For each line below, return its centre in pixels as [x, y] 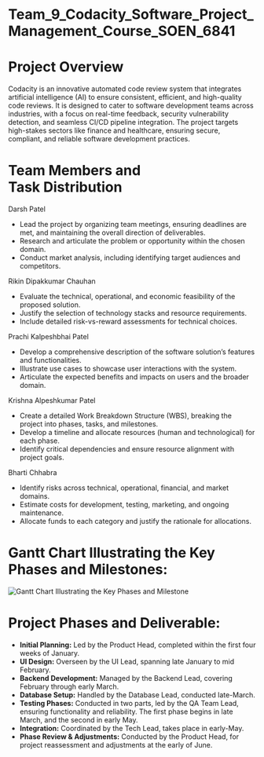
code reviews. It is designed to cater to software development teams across [131, 106]
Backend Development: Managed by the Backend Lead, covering [126, 678]
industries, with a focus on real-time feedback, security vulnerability [119, 114]
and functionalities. [51, 360]
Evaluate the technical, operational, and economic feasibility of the [127, 297]
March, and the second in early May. [79, 719]
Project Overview [66, 67]
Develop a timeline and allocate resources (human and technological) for [137, 433]
